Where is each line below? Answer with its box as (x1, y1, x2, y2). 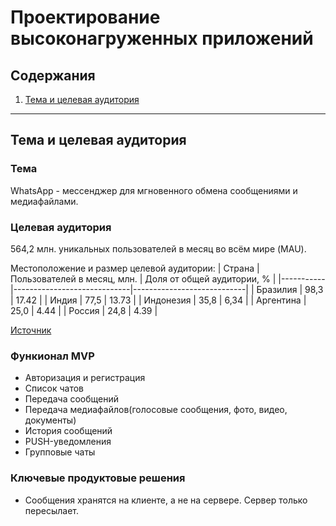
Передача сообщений (24, 393, 119, 405)
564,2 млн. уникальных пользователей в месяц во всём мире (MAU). (10, 242, 307, 255)
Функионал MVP (10, 349, 95, 363)
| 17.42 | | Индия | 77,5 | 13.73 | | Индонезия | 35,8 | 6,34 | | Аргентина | (10, 294, 307, 306)
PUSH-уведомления (24, 436, 112, 448)
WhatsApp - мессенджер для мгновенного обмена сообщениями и (10, 184, 298, 196)
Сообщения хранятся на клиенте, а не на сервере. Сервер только (24, 494, 308, 506)
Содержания (10, 67, 96, 84)
